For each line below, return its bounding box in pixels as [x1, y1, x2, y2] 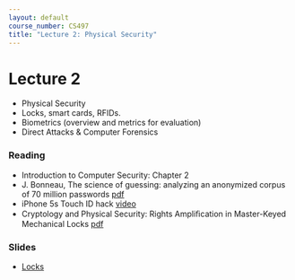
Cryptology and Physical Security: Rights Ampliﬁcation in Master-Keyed [21, 208, 287, 219]
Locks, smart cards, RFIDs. [21, 108, 122, 118]
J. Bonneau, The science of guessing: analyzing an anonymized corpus [21, 179, 286, 189]
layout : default [8, 13, 69, 22]
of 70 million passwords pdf [21, 188, 125, 199]
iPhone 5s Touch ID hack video [21, 198, 136, 209]
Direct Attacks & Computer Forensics [21, 127, 159, 137]
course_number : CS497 [8, 22, 90, 31]
